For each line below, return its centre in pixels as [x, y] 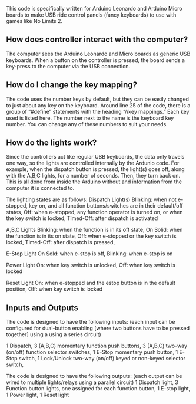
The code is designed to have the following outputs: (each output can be [94, 376]
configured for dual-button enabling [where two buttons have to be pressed [98, 328]
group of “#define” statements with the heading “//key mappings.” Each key [98, 111]
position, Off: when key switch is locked [54, 289]
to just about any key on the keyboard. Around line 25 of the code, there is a [98, 105]
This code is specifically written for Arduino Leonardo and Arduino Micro [94, 9]
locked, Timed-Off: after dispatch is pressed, [61, 242]
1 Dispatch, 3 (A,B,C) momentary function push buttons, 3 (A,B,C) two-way [97, 346]
